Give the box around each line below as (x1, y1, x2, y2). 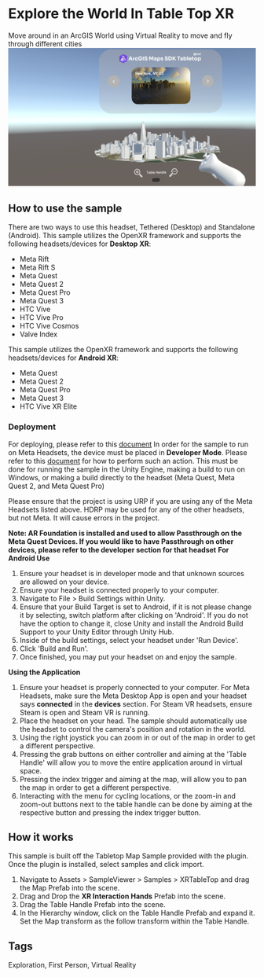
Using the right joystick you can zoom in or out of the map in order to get (19, 733, 255, 742)
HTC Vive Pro (19, 313, 64, 322)
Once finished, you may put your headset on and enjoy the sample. (19, 652, 237, 661)
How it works (8, 830, 74, 843)
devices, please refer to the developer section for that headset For (8, 545, 229, 554)
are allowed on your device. (19, 577, 110, 586)
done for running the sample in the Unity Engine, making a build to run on (8, 465, 246, 474)
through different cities (8, 39, 82, 48)
